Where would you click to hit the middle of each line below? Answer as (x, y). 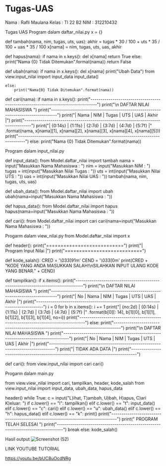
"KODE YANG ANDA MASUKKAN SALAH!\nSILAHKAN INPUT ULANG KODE (82, 265)
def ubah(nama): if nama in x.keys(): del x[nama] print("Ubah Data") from (80, 71)
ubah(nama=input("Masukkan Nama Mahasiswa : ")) (59, 196)
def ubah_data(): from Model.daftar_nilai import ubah (59, 191)
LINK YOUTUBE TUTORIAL (32, 449)
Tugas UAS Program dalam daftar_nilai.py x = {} (54, 32)
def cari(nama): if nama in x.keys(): (41, 99)
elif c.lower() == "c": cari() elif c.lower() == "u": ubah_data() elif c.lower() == (83, 408)
